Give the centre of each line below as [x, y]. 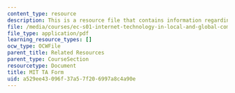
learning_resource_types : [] [50, 40]
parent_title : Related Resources [56, 53]
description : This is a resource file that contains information [104, 20]
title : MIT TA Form [36, 72]
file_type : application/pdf [48, 33]
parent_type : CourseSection [48, 59]
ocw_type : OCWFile [34, 46]
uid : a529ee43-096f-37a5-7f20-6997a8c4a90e [72, 79]
